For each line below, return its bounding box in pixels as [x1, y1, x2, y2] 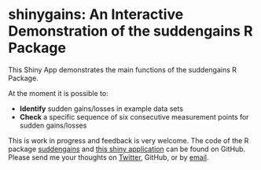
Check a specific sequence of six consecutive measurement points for [19, 112, 249, 121]
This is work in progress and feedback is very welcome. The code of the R [8, 135, 249, 145]
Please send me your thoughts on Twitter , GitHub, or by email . [8, 152, 209, 162]
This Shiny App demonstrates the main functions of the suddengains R [8, 65, 237, 74]
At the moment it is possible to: [8, 88, 108, 98]
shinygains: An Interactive [8, 6, 184, 24]
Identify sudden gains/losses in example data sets [19, 104, 183, 113]
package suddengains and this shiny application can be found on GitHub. [8, 144, 246, 153]
